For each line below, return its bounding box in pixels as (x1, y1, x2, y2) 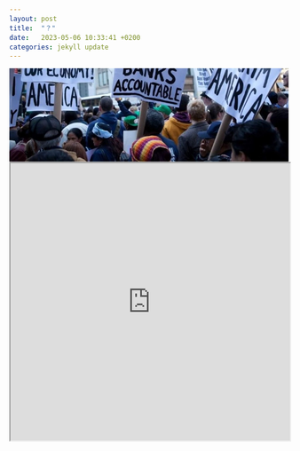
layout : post (9, 14, 58, 23)
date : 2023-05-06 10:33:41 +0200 (9, 33, 141, 42)
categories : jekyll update (9, 43, 109, 51)
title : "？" (9, 23, 56, 33)
